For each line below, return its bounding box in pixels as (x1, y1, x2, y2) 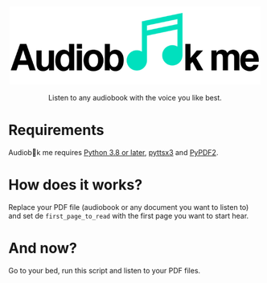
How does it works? (8, 176, 143, 195)
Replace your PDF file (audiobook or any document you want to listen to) (8, 202, 249, 211)
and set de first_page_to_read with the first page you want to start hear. (8, 211, 249, 220)
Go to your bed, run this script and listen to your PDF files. (8, 265, 201, 275)
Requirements (8, 121, 105, 139)
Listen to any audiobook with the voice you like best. (47, 92, 223, 102)
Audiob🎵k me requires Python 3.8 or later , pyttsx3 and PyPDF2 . (8, 147, 219, 157)
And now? (8, 240, 78, 257)
